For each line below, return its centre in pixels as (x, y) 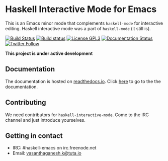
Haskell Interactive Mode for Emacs (81, 9)
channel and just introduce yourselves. (45, 120)
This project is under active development (49, 53)
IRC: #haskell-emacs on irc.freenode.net (54, 148)
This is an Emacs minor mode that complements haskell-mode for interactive (84, 23)
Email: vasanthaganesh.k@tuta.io (47, 153)
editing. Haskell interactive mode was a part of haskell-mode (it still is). (78, 28)
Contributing (26, 102)
